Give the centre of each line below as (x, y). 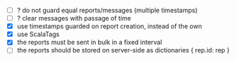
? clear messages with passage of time (74, 18)
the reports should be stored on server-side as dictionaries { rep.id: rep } (123, 50)
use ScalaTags (38, 34)
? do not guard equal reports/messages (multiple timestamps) (107, 10)
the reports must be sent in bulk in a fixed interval (89, 43)
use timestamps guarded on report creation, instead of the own (110, 26)
